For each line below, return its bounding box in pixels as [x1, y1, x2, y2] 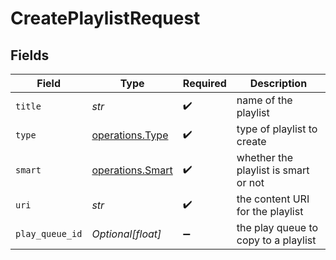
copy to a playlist [236, 233, 317, 247]
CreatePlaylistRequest [10, 7, 201, 30]
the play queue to [236, 221, 319, 234]
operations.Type [91, 128, 169, 142]
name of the [236, 93, 293, 107]
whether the [236, 151, 294, 164]
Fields [10, 47, 50, 64]
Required [182, 77, 227, 90]
